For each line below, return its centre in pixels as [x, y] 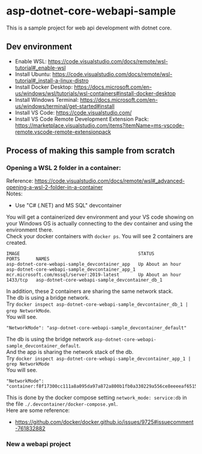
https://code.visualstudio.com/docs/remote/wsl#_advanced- [110, 181]
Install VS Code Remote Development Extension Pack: [82, 119]
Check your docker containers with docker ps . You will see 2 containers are [100, 236]
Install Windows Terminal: [47, 99]
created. [17, 243]
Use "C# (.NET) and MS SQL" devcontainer [68, 206]
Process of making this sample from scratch [91, 151]
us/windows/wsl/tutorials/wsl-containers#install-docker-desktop [95, 93]
